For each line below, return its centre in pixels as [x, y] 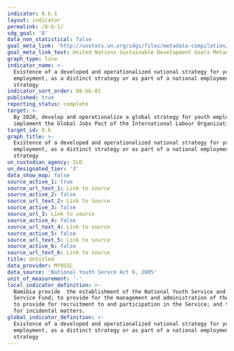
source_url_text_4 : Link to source [59, 227]
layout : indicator [34, 20]
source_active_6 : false [42, 246]
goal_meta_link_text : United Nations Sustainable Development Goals [109, 53]
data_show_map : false [39, 175]
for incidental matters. [49, 311]
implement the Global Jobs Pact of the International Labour [104, 123]
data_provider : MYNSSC [40, 266]
